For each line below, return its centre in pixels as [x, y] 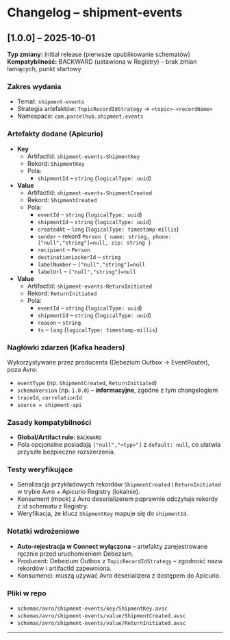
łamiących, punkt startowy [44, 69]
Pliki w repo [27, 593]
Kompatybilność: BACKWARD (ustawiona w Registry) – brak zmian [102, 62]
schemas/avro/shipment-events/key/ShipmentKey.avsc [92, 609]
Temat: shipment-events [50, 101]
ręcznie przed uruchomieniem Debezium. [75, 554]
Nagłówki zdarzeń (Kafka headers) [66, 347]
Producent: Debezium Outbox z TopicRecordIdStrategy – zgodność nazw [120, 561]
